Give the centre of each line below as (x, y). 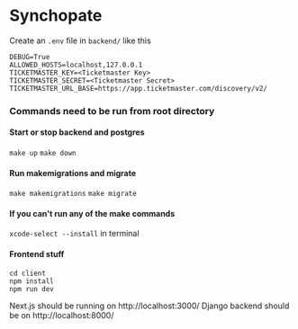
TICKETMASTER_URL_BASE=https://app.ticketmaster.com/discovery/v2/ (139, 88)
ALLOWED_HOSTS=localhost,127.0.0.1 (76, 65)
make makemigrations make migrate (73, 194)
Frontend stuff (37, 254)
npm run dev (32, 289)
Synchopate (56, 16)
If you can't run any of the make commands (92, 213)
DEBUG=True (30, 57)
